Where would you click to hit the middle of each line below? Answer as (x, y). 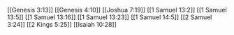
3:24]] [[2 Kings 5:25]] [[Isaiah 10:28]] (62, 24)
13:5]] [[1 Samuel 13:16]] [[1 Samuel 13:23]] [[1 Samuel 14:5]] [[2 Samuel (110, 17)
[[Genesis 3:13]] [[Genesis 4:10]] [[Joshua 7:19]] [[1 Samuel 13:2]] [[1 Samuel (117, 10)
